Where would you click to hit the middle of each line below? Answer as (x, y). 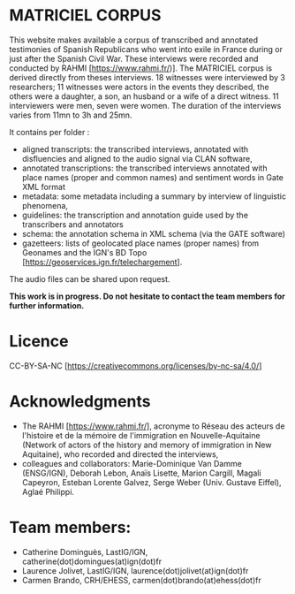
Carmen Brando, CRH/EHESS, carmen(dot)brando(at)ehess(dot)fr (142, 580)
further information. (47, 305)
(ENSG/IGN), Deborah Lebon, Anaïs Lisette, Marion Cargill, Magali (142, 473)
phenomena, (45, 205)
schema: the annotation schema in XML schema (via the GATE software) (153, 233)
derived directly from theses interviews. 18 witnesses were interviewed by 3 (147, 77)
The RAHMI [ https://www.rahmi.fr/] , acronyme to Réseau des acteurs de (153, 426)
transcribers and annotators (72, 224)
